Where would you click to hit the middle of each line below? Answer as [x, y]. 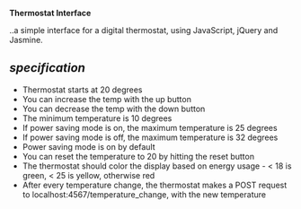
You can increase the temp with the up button [106, 99]
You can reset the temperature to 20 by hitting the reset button [138, 156]
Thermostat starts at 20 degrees [82, 90]
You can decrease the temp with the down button [114, 109]
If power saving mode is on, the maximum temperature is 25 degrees [150, 127]
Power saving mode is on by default [89, 146]
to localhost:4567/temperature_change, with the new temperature [144, 194]
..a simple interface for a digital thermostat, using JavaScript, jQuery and [144, 30]
